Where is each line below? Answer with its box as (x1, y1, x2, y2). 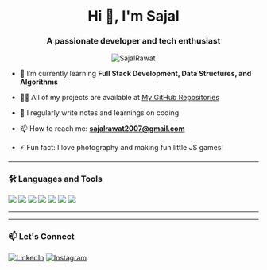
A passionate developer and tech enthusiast (46, 36, 221, 47)
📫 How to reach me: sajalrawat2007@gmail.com (19, 124, 185, 133)
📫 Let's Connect (8, 230, 75, 241)
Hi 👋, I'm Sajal (87, 7, 180, 25)
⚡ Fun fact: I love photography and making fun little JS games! (19, 143, 224, 152)
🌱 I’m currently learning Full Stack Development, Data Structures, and (19, 69, 252, 79)
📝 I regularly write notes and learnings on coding (19, 108, 180, 118)
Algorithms (19, 77, 58, 87)
